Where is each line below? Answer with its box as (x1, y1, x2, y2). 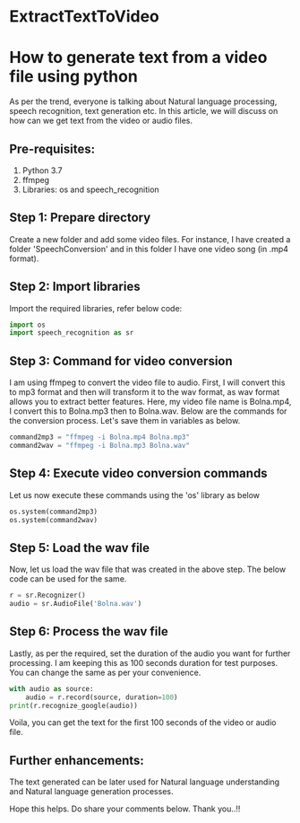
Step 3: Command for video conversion (9, 353, 233, 369)
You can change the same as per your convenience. (9, 667, 201, 678)
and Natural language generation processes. (9, 786, 174, 797)
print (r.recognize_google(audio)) (9, 701, 139, 710)
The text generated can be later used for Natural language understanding (9, 776, 280, 787)
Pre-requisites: (9, 141, 96, 156)
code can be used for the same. (9, 573, 127, 584)
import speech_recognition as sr (9, 328, 134, 337)
